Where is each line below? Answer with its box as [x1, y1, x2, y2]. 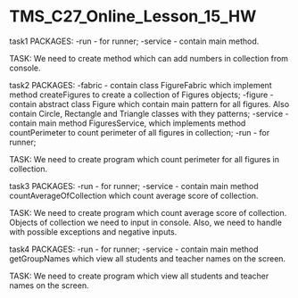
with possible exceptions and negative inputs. [9, 226, 178, 237]
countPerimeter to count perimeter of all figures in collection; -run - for [9, 127, 270, 137]
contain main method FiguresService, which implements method [9, 118, 246, 128]
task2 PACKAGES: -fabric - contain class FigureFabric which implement [9, 79, 272, 90]
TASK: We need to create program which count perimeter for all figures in [9, 153, 279, 164]
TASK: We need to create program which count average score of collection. [9, 207, 287, 218]
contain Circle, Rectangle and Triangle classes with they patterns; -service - [9, 108, 289, 119]
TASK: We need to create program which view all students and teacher [9, 270, 269, 281]
